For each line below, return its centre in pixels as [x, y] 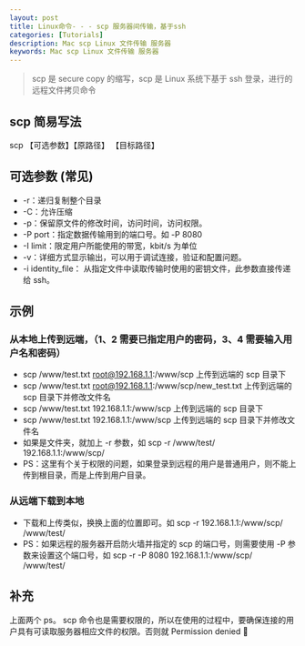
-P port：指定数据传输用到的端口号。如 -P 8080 [112, 234]
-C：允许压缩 [47, 211]
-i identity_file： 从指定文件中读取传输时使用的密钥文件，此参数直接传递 [157, 268]
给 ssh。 [38, 279]
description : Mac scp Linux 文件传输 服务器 [90, 43]
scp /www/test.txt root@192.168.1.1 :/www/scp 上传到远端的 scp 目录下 [154, 375]
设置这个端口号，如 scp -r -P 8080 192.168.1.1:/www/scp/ [146, 555]
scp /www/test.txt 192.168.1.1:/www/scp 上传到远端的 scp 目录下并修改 [155, 420]
